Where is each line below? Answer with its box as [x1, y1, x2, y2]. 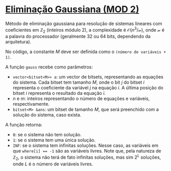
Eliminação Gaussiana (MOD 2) [5, 4, 139, 15]
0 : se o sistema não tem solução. [12, 132, 82, 138]
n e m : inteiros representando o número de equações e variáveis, [12, 95, 150, 102]
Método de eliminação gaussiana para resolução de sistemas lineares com [5, 20, 162, 27]
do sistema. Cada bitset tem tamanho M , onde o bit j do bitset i [12, 79, 144, 85]
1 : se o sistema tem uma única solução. [12, 137, 96, 143]
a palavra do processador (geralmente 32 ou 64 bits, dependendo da [5, 33, 151, 39]
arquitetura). [5, 39, 32, 45]
